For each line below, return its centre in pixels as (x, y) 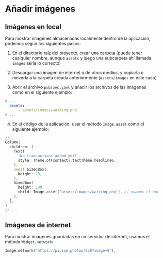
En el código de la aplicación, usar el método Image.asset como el (78, 124)
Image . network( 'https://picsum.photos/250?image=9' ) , (61, 251)
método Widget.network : (29, 242)
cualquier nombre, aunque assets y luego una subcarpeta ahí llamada (82, 58)
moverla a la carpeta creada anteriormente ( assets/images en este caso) (84, 78)
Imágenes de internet (38, 225)
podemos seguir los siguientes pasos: (43, 44)
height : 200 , (31, 187)
